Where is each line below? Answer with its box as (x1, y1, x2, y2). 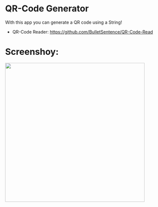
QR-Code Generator (5, 3, 89, 14)
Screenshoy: (5, 46, 59, 57)
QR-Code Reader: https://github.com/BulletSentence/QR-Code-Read (12, 29, 154, 35)
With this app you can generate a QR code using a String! (5, 19, 122, 25)
